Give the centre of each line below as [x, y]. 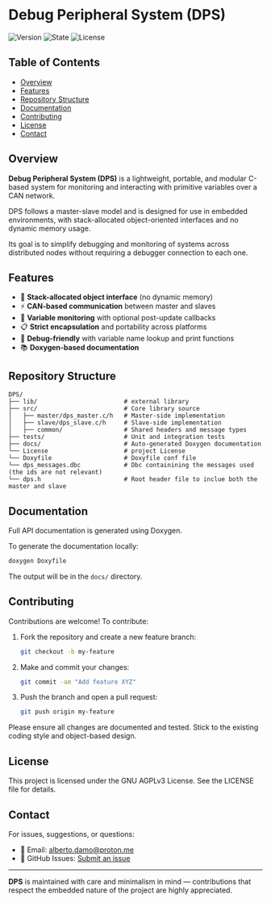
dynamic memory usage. [50, 228]
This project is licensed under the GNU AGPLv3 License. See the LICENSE [131, 781]
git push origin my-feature [67, 712]
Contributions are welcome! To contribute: [79, 621]
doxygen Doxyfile [38, 561]
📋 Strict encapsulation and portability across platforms [113, 327]
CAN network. [32, 195]
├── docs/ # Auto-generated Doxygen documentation [135, 444]
